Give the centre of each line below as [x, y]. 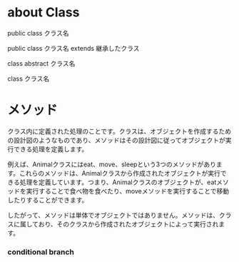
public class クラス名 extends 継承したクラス [74, 48]
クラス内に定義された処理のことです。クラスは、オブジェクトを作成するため [119, 131]
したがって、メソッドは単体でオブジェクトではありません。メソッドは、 [113, 215]
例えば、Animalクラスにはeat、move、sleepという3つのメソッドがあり [112, 164]
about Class [44, 12]
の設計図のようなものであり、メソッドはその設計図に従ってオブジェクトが [117, 140]
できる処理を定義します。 [51, 149]
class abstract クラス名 [41, 63]
